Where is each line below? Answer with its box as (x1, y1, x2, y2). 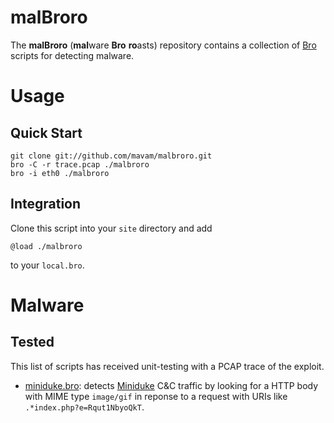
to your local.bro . (10, 259, 85, 271)
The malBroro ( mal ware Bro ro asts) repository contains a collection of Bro (10, 39, 317, 51)
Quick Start (10, 124, 83, 141)
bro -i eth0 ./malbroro (10, 168, 110, 178)
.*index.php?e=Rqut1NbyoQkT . (24, 401, 145, 413)
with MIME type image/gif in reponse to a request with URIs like (24, 390, 288, 402)
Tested (10, 334, 55, 351)
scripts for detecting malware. (10, 49, 135, 61)
